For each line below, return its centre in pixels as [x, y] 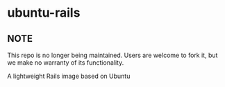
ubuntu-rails [44, 13]
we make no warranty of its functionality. [66, 63]
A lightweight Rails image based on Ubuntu [69, 76]
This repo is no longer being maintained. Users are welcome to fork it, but [112, 55]
